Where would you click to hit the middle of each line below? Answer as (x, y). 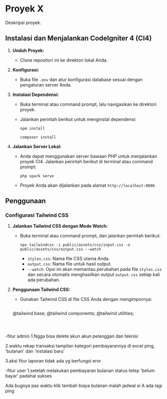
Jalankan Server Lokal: (37, 146)
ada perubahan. (44, 280)
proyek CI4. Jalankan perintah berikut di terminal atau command (86, 161)
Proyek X (25, 9)
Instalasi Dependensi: (36, 94)
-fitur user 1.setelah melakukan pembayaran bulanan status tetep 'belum (80, 370)
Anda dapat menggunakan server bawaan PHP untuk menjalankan (88, 156)
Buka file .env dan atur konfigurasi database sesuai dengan (81, 79)
